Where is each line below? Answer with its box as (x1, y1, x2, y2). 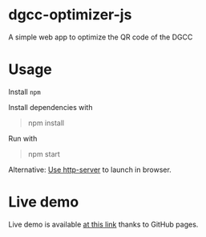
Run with (8, 133, 38, 143)
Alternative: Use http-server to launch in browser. (8, 165, 172, 174)
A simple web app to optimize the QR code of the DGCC (8, 32, 193, 42)
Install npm (8, 87, 42, 96)
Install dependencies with (8, 102, 93, 112)
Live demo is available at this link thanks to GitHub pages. (8, 219, 199, 229)
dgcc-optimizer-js (8, 6, 132, 24)
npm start (27, 149, 60, 158)
